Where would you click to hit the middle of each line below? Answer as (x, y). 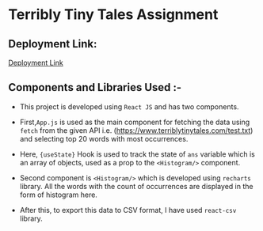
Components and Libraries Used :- (95, 87)
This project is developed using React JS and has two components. (129, 106)
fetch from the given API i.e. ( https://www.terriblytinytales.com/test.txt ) (136, 130)
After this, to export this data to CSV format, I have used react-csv (128, 210)
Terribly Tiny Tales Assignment (113, 15)
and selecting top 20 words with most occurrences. (104, 138)
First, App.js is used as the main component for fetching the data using (135, 122)
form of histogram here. (58, 195)
